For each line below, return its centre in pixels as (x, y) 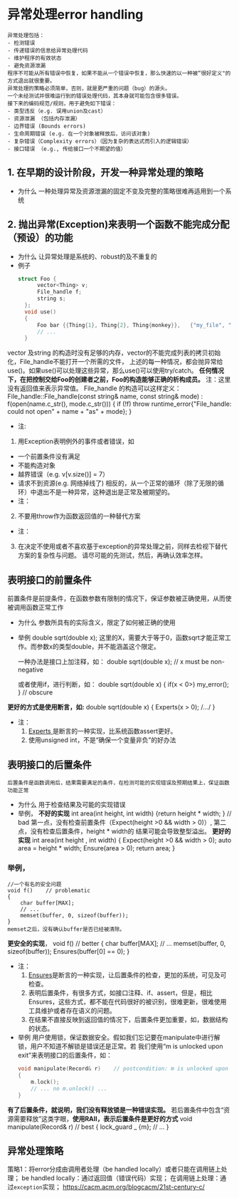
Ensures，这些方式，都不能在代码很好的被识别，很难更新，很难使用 (127, 1002)
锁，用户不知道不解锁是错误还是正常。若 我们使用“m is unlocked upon (120, 1046)
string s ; (51, 299)
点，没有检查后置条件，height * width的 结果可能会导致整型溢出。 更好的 (124, 831)
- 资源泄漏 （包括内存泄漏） (44, 118)
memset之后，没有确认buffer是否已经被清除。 (67, 929)
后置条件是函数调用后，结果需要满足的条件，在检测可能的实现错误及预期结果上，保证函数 (118, 783)
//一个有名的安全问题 (34, 885)
